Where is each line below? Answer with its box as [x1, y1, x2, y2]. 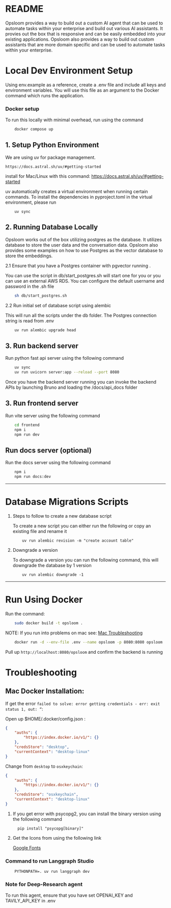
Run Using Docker [5, 594, 83, 605]
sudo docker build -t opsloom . [14, 620, 83, 626]
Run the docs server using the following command [5, 460, 111, 466]
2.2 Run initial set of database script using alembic [5, 302, 111, 308]
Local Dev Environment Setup [5, 65, 133, 76]
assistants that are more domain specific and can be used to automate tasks [5, 41, 165, 47]
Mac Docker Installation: [5, 687, 84, 696]
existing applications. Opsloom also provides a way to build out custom [5, 36, 154, 42]
